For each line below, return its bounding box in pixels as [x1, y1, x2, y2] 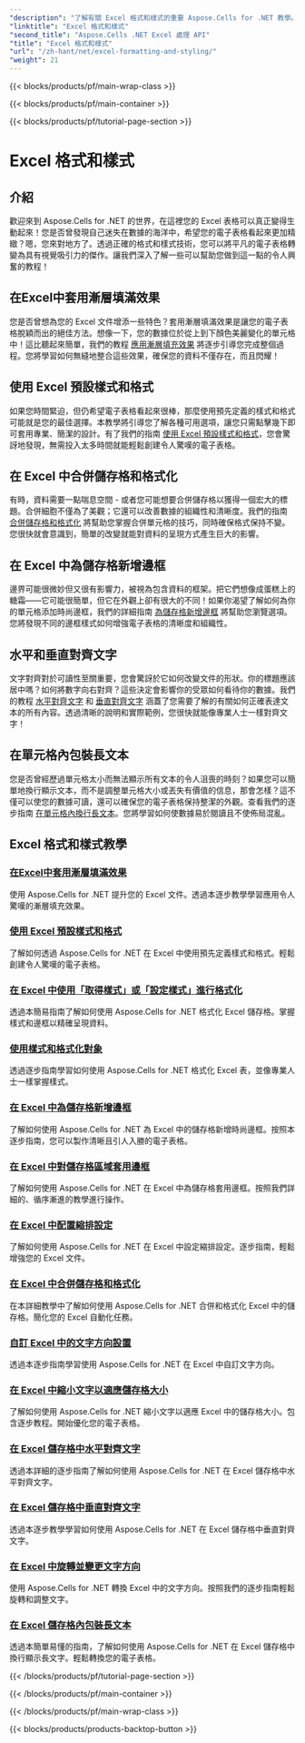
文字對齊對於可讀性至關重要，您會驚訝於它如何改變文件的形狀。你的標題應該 [9, 673, 296, 684]
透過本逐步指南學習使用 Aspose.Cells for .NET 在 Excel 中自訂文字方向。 [9, 1358, 280, 1370]
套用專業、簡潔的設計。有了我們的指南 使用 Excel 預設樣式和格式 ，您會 [16, 428, 283, 439]
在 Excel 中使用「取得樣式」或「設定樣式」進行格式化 [9, 984, 243, 997]
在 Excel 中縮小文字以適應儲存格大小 [9, 1383, 169, 1396]
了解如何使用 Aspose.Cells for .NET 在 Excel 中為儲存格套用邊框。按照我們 [9, 1182, 288, 1193]
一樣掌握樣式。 [16, 1076, 74, 1088]
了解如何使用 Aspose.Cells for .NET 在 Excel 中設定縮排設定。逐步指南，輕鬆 [9, 1241, 295, 1252]
